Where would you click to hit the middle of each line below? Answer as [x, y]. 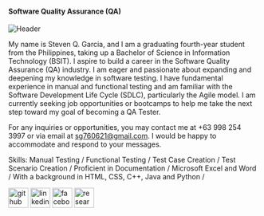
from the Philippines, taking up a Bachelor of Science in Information [119, 53]
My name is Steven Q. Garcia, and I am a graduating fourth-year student [127, 45]
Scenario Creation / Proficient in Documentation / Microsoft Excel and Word [132, 168]
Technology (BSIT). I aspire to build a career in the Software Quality [119, 61]
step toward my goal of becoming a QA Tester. [85, 112]
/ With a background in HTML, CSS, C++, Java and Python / [106, 177]
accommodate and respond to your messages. [85, 144]
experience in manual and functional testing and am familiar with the [120, 87]
